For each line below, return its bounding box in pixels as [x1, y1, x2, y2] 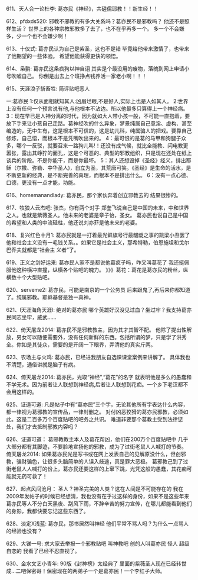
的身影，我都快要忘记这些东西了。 [6, 508, 89, 514]
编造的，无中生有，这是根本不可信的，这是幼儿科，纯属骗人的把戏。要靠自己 [6, 127, 192, 134]
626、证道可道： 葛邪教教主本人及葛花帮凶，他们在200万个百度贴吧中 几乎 [6, 436, 189, 443]
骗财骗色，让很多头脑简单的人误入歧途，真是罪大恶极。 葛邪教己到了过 [16, 458, 189, 465]
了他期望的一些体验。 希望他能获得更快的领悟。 [6, 53, 121, 59]
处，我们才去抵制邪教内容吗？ [6, 423, 78, 430]
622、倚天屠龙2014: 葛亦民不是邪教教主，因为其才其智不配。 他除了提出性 [6, 326, 187, 333]
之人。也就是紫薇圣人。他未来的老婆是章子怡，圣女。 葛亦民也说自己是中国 [6, 212, 189, 218]
